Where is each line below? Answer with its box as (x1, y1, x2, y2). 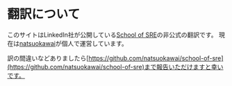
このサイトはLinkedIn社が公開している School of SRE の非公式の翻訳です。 (7, 31, 217, 39)
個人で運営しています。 (61, 39, 129, 47)
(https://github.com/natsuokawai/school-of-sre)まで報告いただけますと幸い (7, 62, 224, 71)
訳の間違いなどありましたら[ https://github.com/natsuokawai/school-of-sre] (7, 53, 224, 62)
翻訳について (7, 6, 81, 22)
